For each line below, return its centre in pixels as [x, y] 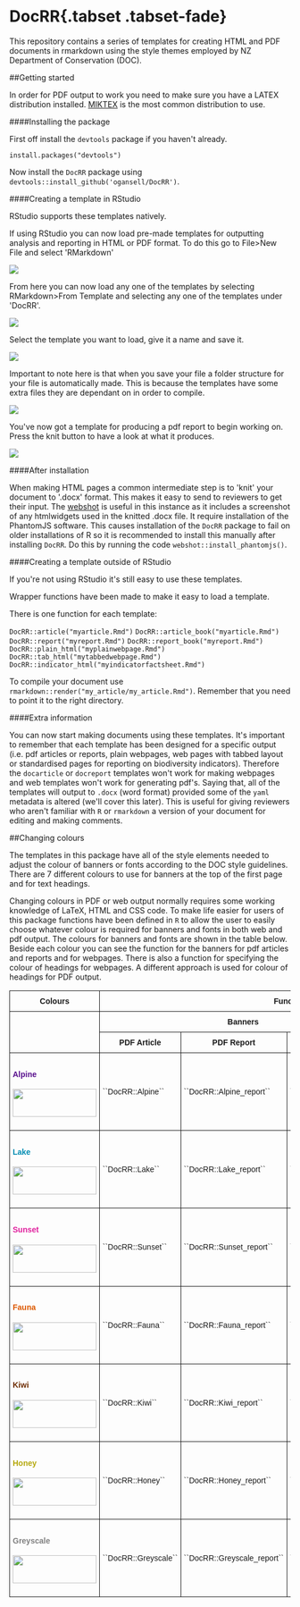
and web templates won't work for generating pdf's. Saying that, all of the [145, 782]
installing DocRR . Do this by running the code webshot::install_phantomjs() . [148, 544]
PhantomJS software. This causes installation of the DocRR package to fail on [150, 526]
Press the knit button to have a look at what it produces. [112, 436]
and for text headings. [50, 883]
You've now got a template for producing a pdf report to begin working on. [146, 426]
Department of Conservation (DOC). [76, 60]
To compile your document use [67, 681]
